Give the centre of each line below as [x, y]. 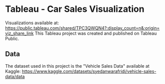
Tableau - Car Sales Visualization [75, 9]
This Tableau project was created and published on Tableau [96, 33]
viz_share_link [19, 33]
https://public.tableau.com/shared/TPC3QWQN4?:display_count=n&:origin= [82, 28]
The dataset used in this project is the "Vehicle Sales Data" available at [77, 66]
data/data [15, 76]
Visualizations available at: [32, 23]
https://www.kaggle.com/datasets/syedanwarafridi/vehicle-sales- [89, 71]
